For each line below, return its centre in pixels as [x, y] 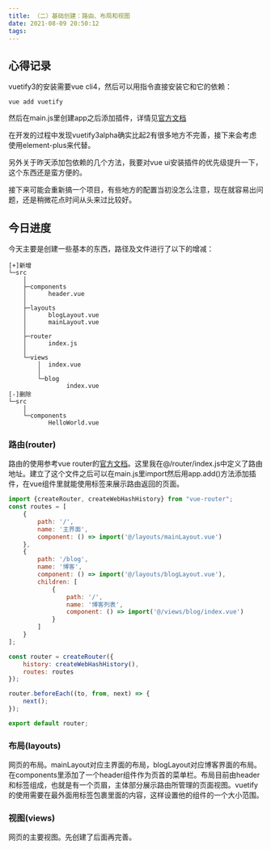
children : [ [58, 582]
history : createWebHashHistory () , [81, 664]
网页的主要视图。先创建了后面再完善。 [72, 837]
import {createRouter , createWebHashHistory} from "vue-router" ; [121, 499]
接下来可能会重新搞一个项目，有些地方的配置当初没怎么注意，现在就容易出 [132, 190]
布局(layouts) [35, 746]
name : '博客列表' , [95, 604]
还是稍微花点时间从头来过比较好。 [79, 200]
